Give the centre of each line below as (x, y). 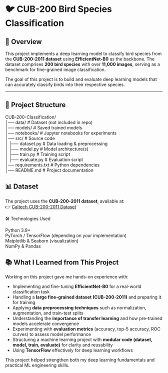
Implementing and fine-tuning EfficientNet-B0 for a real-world (77, 286)
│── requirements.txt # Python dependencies (52, 164)
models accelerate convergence (45, 324)
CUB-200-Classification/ (31, 117)
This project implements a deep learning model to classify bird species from (83, 53)
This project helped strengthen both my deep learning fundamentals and (80, 360)
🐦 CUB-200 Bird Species (59, 9)
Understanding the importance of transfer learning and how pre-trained (87, 318)
